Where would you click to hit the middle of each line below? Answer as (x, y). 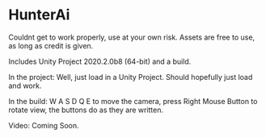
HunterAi (39, 15)
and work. (25, 86)
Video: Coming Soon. (44, 125)
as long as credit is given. (51, 45)
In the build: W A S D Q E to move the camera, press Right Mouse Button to (133, 101)
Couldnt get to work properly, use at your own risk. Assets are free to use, (132, 37)
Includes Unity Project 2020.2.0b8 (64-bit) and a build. (100, 61)
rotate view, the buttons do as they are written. (86, 110)
